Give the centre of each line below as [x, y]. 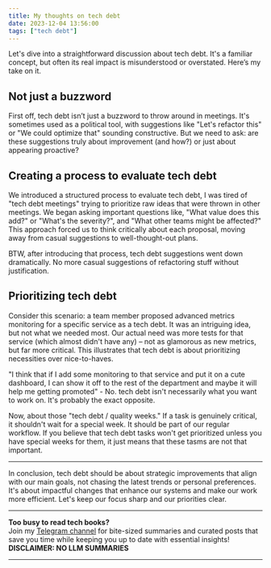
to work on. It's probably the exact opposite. [82, 400]
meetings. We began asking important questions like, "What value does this [134, 212]
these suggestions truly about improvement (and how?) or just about [122, 141]
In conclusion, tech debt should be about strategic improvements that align [133, 473]
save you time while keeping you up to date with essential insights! [119, 539]
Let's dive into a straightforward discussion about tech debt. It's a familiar [131, 54]
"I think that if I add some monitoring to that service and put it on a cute [127, 374]
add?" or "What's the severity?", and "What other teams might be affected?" [135, 221]
